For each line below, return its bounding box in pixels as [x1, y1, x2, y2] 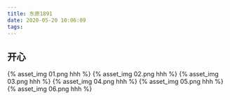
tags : [7, 23, 23, 30]
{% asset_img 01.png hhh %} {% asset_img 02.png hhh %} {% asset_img [7, 70, 219, 78]
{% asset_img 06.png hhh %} [7, 85, 93, 93]
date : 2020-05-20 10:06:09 [7, 17, 86, 24]
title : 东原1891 [7, 10, 53, 17]
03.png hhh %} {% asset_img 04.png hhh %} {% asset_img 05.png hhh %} [7, 78, 224, 86]
